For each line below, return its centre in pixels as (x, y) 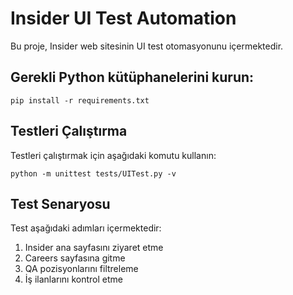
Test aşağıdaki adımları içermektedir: (86, 228)
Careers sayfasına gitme (75, 258)
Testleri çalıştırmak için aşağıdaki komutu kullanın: (113, 155)
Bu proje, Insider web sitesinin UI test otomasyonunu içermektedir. (147, 46)
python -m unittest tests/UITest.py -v (93, 173)
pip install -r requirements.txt (80, 100)
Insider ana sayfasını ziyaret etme (94, 248)
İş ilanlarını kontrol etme (73, 279)
